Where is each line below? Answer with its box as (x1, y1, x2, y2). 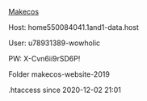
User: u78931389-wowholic (8, 38, 101, 48)
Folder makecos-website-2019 (8, 69, 111, 79)
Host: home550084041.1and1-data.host (8, 23, 140, 32)
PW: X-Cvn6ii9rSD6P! (8, 54, 81, 63)
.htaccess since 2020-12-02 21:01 (8, 85, 121, 95)
